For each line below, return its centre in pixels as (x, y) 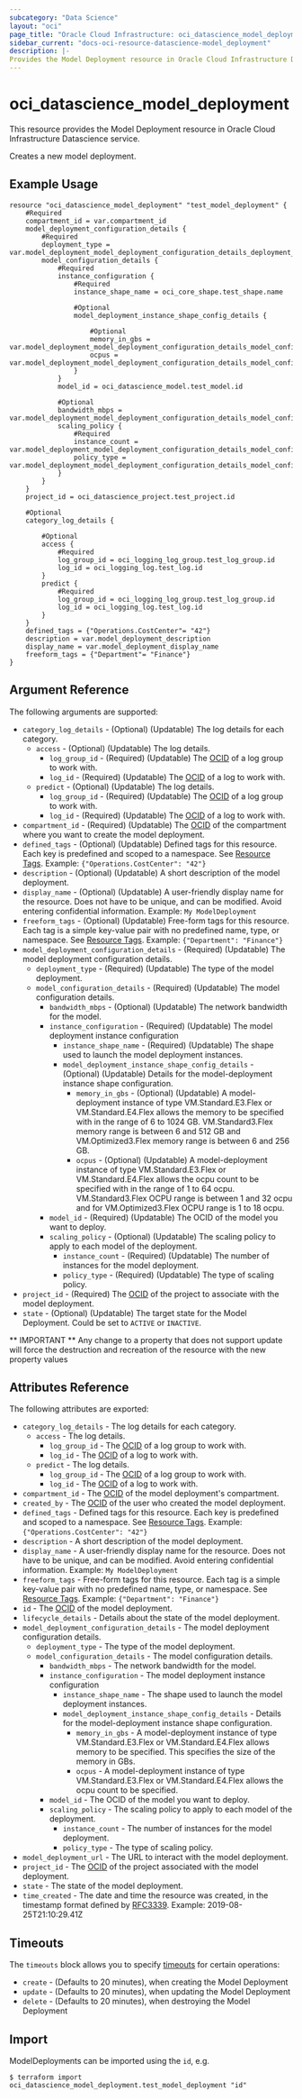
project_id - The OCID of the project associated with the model (140, 1867)
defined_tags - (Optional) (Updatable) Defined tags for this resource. (150, 844)
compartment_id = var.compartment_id (96, 221)
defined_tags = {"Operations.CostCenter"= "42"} (118, 631)
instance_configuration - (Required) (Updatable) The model (161, 1026)
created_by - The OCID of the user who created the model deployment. (154, 1503)
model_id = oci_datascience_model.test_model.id (150, 386)
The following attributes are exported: (79, 1409)
